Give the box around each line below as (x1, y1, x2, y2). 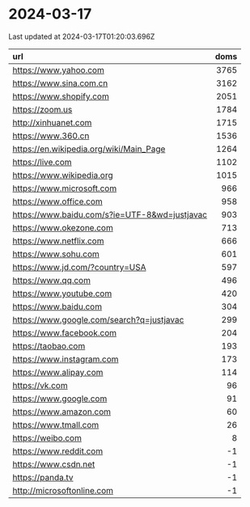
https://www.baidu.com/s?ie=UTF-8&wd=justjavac (12, 209, 208, 220)
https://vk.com (12, 379, 68, 391)
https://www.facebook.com (12, 327, 117, 338)
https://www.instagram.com (12, 353, 119, 365)
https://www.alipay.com (12, 366, 104, 378)
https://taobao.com (12, 340, 86, 352)
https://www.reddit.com (12, 446, 104, 457)
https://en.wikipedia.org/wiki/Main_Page (12, 143, 166, 154)
